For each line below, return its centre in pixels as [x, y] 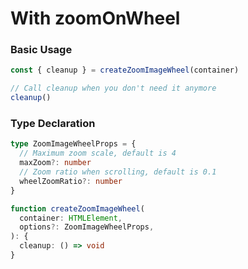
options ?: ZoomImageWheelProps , [87, 227]
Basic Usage [41, 50]
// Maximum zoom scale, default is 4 [98, 153]
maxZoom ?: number [55, 163]
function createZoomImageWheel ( [77, 208]
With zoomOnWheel [95, 18]
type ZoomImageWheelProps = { [73, 144]
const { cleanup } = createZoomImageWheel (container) [125, 70]
